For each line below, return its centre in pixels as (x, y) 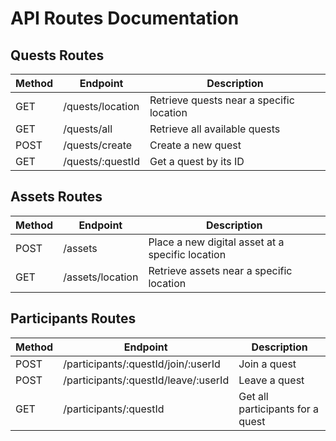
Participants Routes (73, 318)
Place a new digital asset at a (216, 242)
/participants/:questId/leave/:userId (146, 380)
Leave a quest (271, 380)
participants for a (279, 409)
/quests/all (88, 129)
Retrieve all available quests (215, 129)
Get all (253, 396)
